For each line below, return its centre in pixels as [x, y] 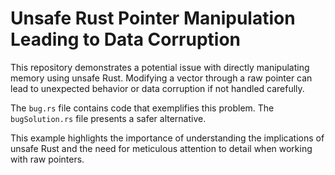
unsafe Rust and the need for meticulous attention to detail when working [161, 148]
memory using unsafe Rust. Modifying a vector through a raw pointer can [161, 78]
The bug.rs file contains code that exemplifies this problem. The [142, 108]
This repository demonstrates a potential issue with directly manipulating [160, 67]
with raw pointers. [47, 159]
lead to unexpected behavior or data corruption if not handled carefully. [157, 88]
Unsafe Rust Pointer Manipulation [153, 18]
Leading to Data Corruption [125, 39]
